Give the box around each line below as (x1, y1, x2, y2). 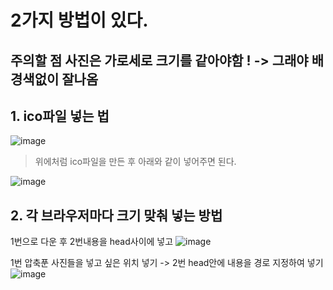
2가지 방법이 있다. (10, 9, 149, 32)
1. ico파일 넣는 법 (10, 107, 110, 125)
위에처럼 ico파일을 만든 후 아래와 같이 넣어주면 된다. (34, 156, 237, 168)
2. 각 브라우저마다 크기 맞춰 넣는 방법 (10, 207, 223, 224)
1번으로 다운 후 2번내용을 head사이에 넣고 (10, 236, 174, 248)
